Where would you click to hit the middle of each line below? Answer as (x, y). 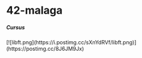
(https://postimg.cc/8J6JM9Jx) (45, 49)
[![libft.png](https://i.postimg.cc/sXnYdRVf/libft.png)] (71, 42)
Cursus (16, 27)
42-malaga (35, 10)
